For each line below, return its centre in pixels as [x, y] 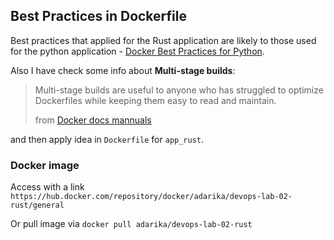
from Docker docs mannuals [93, 120]
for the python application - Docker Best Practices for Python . [137, 51]
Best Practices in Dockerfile [98, 16]
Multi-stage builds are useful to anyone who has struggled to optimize [179, 90]
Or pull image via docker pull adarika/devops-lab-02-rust [131, 224]
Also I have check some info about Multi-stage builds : [123, 70]
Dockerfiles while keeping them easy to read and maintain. [155, 100]
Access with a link [47, 187]
